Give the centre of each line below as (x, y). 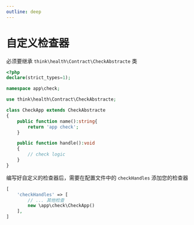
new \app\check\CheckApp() (61, 206)
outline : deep (24, 12)
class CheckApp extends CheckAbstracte (56, 110)
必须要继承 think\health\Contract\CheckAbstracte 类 (72, 61)
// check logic (47, 154)
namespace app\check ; (33, 89)
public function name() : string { (57, 121)
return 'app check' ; (53, 127)
